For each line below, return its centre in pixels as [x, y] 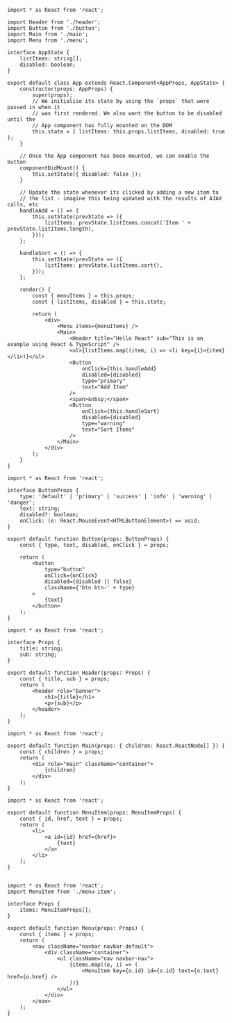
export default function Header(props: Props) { [79, 673]
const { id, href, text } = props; [71, 819]
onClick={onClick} [71, 575]
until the [22, 120]
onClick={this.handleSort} [121, 411]
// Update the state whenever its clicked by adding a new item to [119, 193]
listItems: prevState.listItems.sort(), [103, 265]
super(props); [52, 95]
